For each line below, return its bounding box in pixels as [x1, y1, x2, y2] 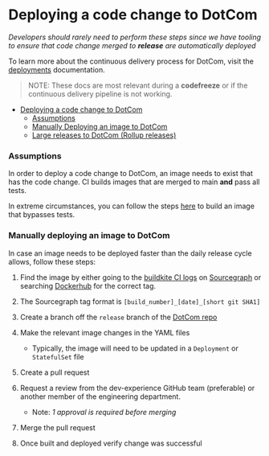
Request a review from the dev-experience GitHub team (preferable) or [19, 383, 255, 392]
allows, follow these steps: [8, 257, 96, 266]
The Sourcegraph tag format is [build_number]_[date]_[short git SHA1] [19, 296, 261, 306]
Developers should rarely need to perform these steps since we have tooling [8, 32, 262, 42]
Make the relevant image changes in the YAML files [19, 327, 190, 337]
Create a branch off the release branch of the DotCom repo [19, 312, 218, 322]
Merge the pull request [19, 422, 96, 432]
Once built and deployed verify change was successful [19, 438, 202, 448]
